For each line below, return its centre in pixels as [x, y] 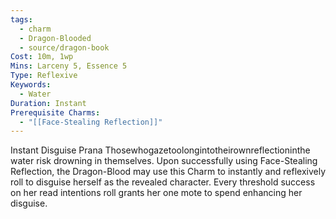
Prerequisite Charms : [55, 112]
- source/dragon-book [64, 47]
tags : [21, 19]
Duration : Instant [48, 103]
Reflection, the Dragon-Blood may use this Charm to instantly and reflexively [168, 172]
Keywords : [31, 85]
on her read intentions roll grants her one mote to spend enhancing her [156, 193]
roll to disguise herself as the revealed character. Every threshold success [163, 182]
